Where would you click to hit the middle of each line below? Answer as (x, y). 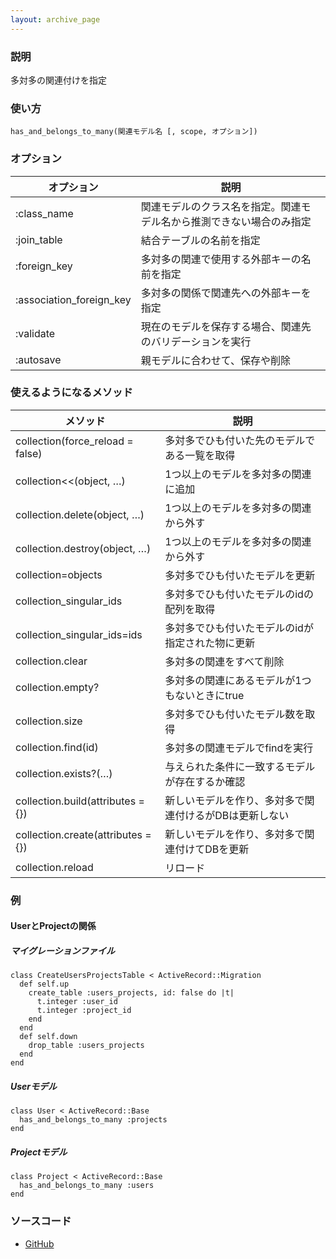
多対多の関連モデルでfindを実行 (239, 748)
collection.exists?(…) (64, 773)
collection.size (49, 721)
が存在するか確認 (205, 781)
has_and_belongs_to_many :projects (93, 1120)
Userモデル (34, 1086)
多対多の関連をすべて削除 (224, 661)
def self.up (44, 984)
